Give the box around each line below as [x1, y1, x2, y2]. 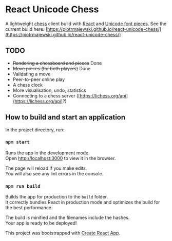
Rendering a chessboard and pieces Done [12, 60, 102, 66]
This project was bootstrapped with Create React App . [5, 230, 121, 236]
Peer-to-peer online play [12, 76, 65, 83]
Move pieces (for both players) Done [12, 65, 91, 71]
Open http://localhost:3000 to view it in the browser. [5, 155, 116, 161]
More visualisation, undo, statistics [12, 87, 86, 93]
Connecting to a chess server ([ [12, 92, 80, 98]
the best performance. [5, 205, 53, 211]
